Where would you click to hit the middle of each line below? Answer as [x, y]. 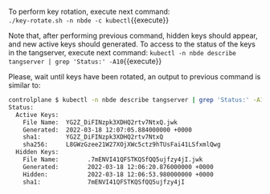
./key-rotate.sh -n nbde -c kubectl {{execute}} [89, 20]
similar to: [25, 85]
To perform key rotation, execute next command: [89, 12]
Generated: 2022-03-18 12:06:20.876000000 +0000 [119, 167]
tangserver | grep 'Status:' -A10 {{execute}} [85, 61]
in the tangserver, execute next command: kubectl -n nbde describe [123, 53]
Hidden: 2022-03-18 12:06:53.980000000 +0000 [119, 174]
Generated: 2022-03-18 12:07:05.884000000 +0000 [108, 130]
